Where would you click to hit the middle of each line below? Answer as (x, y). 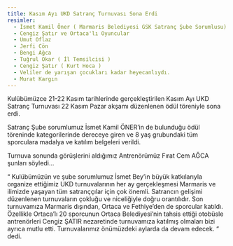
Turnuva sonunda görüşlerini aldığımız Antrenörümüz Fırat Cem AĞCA (108, 156)
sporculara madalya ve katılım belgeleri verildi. (74, 142)
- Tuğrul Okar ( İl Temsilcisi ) (62, 60)
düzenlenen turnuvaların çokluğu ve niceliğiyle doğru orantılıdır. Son (105, 199)
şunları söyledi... (31, 163)
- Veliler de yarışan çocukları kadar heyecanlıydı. (92, 72)
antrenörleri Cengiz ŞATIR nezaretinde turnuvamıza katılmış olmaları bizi (111, 221)
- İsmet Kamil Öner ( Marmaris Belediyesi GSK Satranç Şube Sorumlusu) (120, 27)
